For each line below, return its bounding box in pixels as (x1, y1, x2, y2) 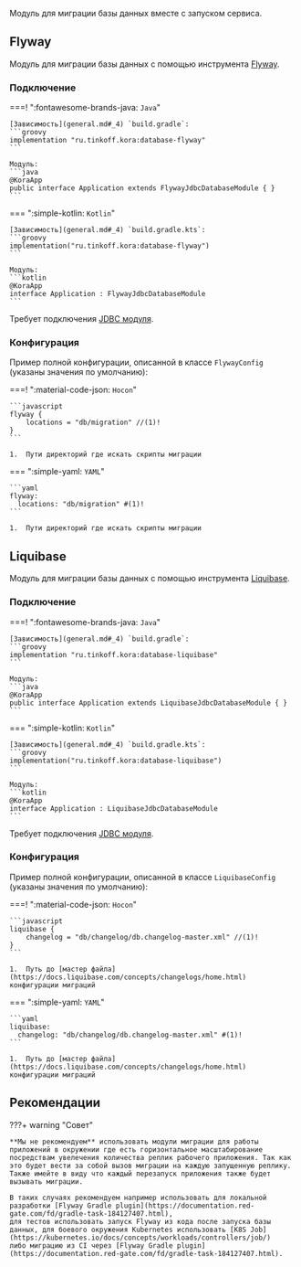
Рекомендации (9, 1095, 101, 1111)
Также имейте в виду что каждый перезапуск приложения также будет (9, 1169, 272, 1178)
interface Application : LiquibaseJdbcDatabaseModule (9, 804, 219, 813)
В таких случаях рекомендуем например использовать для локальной (9, 1193, 267, 1202)
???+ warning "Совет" (9, 1119, 94, 1130)
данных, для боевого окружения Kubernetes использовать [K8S (9, 1225, 247, 1234)
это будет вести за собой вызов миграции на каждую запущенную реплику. (9, 1161, 292, 1170)
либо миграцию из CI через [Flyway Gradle (9, 1240, 173, 1251)
